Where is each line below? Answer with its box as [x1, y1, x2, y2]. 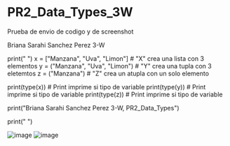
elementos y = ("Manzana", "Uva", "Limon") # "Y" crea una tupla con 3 [7, 61, 212, 70]
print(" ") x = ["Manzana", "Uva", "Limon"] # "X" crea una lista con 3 [7, 54, 205, 63]
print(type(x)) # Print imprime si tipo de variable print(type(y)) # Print [7, 82, 206, 91]
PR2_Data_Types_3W [7, 4, 133, 20]
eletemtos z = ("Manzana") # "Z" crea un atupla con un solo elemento [7, 69, 209, 78]
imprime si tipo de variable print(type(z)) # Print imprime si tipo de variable [7, 90, 223, 98]
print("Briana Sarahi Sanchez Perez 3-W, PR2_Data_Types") [7, 103, 180, 112]
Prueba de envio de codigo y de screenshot [7, 27, 134, 36]
